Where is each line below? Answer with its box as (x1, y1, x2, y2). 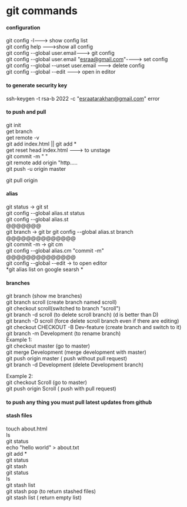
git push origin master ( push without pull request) (6, 355, 128, 362)
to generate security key (6, 81, 68, 89)
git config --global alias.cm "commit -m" (6, 247, 104, 254)
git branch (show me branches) (6, 293, 82, 300)
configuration (6, 24, 41, 31)
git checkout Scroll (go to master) (6, 379, 87, 386)
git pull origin (6, 177, 38, 184)
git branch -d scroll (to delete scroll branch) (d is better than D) (6, 311, 159, 319)
